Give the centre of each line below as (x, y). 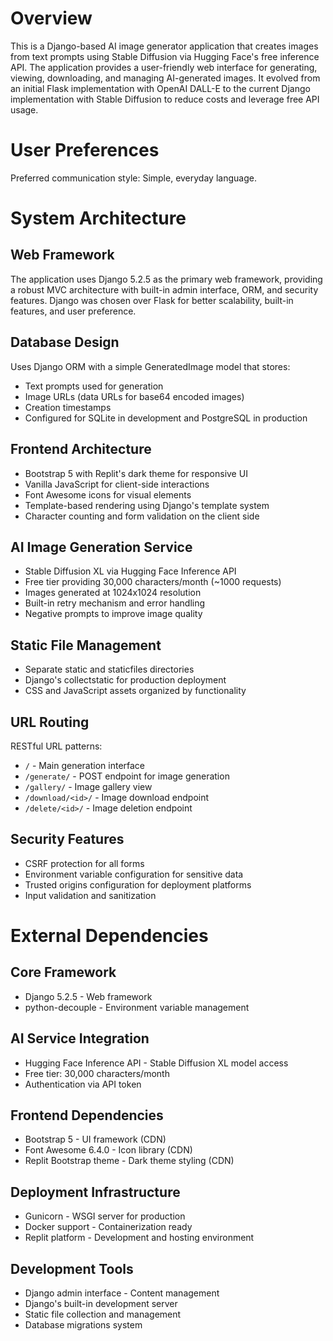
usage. (24, 109)
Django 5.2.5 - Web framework (88, 996)
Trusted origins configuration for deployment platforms (138, 884)
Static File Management (86, 645)
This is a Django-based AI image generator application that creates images (164, 46)
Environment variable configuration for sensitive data (134, 874)
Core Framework (63, 972)
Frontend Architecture (81, 449)
